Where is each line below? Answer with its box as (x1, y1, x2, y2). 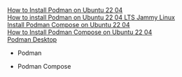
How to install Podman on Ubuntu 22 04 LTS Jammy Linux (7, 13, 175, 22)
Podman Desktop (7, 35, 57, 44)
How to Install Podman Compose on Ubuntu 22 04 (7, 28, 153, 36)
